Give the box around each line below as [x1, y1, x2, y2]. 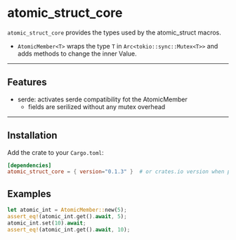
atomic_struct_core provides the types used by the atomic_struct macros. [7, 28, 221, 37]
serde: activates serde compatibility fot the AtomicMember [17, 95, 188, 103]
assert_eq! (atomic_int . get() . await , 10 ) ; [7, 226, 131, 233]
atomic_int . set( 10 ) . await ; [7, 220, 86, 227]
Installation [7, 130, 58, 141]
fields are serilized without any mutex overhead [27, 102, 166, 110]
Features [7, 76, 47, 89]
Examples [7, 188, 51, 200]
